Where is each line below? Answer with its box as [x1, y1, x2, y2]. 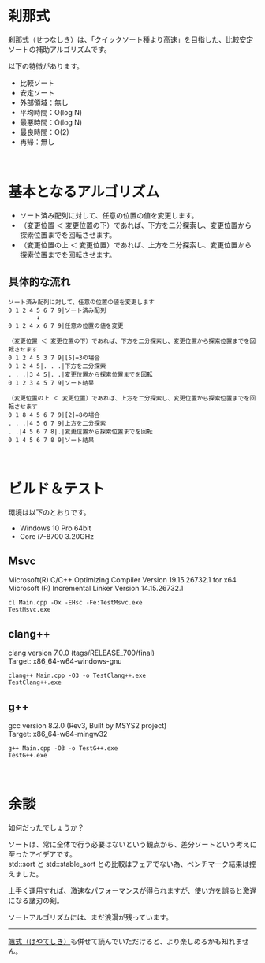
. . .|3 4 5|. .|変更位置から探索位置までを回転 [8, 370, 153, 378]
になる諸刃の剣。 [8, 896, 64, 905]
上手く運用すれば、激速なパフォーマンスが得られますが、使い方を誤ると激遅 [8, 886, 257, 895]
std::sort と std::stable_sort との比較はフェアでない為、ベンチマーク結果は [8, 860, 250, 868]
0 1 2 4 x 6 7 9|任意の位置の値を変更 [8, 322, 124, 329]
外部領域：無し [19, 98, 69, 107]
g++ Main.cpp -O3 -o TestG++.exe [8, 745, 118, 753]
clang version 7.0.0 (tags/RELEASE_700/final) [8, 648, 155, 658]
